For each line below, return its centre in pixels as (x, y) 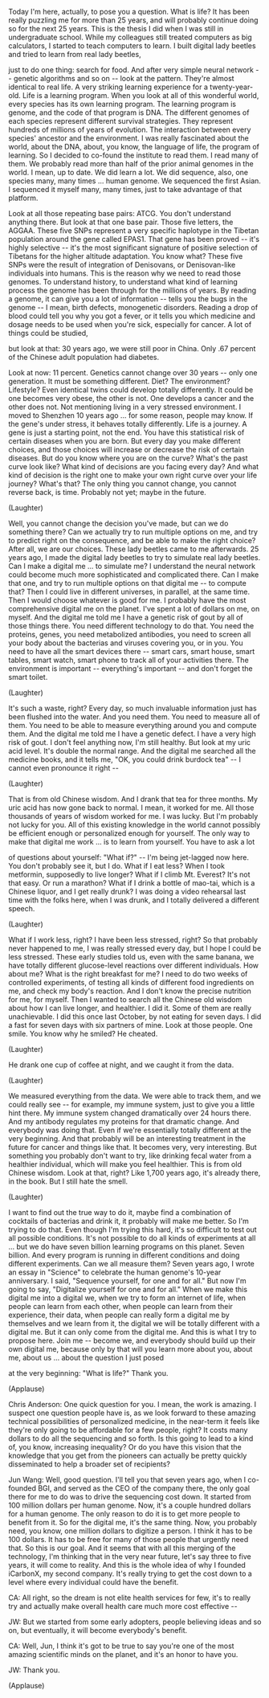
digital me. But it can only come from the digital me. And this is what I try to (132, 1332)
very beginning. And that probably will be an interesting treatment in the (127, 1139)
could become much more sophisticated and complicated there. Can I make (134, 575)
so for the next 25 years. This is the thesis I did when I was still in (116, 29)
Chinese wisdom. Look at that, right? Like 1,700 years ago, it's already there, (134, 1173)
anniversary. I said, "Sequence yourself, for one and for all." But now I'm (127, 1281)
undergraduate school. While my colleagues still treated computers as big (130, 37)
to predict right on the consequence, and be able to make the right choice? (132, 540)
